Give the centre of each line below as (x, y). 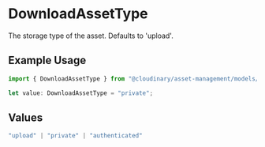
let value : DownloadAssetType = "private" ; (81, 93)
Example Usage (47, 60)
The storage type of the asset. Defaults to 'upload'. (91, 36)
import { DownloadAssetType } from (67, 79)
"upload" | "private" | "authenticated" (76, 136)
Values (26, 117)
